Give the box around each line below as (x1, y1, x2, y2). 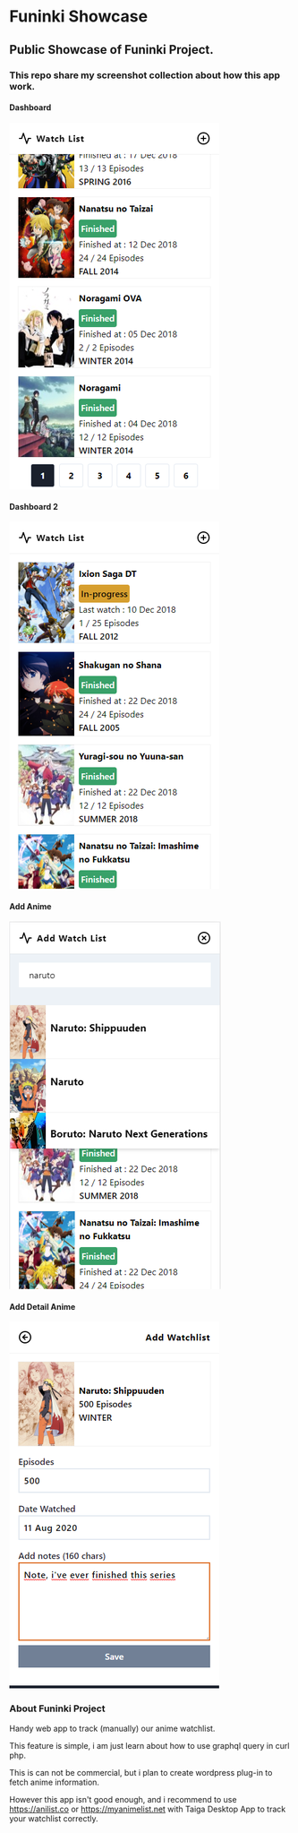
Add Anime (9, 900, 52, 911)
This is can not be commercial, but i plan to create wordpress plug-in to (9, 1767, 273, 1777)
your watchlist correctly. (9, 1812, 98, 1824)
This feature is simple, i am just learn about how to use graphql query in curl (9, 1740, 290, 1751)
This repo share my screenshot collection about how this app (9, 69, 280, 82)
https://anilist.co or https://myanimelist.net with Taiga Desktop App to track (9, 1803, 286, 1814)
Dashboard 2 (9, 502, 58, 512)
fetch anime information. (9, 1777, 100, 1787)
